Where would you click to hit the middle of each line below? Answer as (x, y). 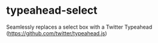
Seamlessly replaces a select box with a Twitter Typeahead (79, 27)
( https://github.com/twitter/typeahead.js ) (57, 33)
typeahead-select (52, 10)
